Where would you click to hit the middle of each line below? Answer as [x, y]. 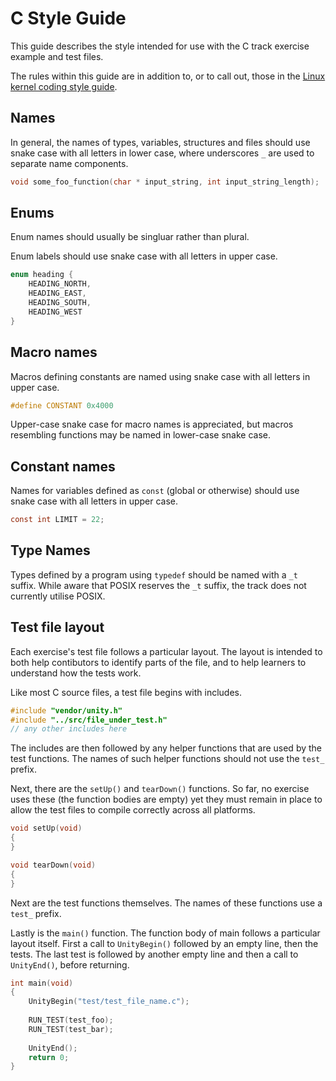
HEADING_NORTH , [60, 284]
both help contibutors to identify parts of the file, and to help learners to [158, 662]
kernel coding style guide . [64, 86]
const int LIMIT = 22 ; [57, 520]
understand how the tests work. [76, 673]
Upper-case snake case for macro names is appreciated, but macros [152, 424]
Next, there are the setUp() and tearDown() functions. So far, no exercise [160, 789]
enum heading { [42, 275]
